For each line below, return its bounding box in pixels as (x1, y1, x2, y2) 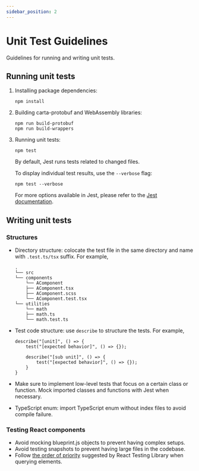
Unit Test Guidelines (6, 34, 108, 48)
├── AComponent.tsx (26, 285, 74, 292)
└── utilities (14, 301, 50, 307)
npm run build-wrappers (14, 126, 74, 132)
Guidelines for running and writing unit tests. (6, 54, 115, 61)
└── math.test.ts (26, 317, 68, 323)
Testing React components (6, 425, 86, 433)
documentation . (14, 198, 53, 205)
